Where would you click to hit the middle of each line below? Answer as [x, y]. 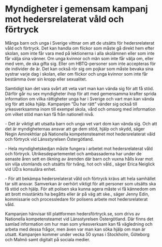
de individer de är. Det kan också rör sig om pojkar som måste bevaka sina [79, 68]
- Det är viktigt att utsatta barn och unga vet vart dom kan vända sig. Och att [81, 123]
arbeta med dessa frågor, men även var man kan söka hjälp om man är [75, 229]
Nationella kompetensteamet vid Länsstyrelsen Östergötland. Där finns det [79, 219]
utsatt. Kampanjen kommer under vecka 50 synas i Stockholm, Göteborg [77, 234]
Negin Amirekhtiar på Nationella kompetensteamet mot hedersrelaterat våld [80, 134]
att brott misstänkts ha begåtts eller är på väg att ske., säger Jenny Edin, [77, 194]
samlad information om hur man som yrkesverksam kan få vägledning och [79, 224]
